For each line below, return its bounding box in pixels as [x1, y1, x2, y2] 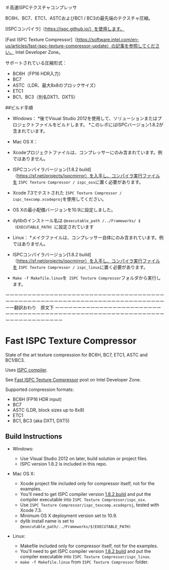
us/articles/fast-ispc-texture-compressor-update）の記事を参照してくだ [5, 43, 155, 49]
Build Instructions [5, 432, 63, 441]
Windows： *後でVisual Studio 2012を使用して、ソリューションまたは [12, 116, 158, 121]
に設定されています [53, 224, 94, 230]
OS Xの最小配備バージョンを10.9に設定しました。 [12, 207, 116, 213]
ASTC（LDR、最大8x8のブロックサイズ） [12, 82, 98, 88]
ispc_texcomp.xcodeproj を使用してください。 [12, 196, 107, 202]
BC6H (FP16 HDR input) [12, 396, 62, 402]
